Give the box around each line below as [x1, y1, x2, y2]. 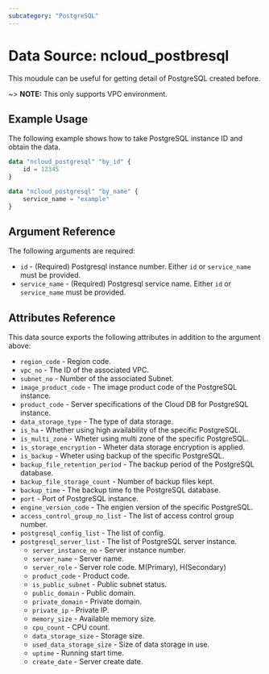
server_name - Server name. [31, 554, 124, 563]
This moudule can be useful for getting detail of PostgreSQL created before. [8, 73, 261, 83]
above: [8, 341, 31, 351]
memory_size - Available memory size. [31, 614, 156, 624]
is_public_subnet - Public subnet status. [31, 580, 168, 589]
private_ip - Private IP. [31, 605, 110, 615]
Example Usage [8, 112, 89, 126]
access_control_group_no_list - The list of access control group [19, 511, 234, 521]
